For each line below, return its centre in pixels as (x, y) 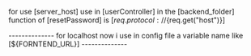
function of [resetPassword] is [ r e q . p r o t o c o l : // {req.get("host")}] (117, 20)
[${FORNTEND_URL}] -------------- (68, 44)
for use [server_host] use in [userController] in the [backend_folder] (121, 12)
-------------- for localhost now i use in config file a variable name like (126, 36)
